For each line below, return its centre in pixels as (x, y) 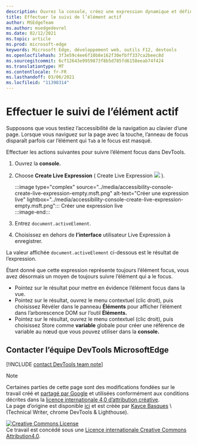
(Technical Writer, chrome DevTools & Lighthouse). (67, 412)
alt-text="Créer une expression (151, 193)
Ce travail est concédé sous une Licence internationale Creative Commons (96, 430)
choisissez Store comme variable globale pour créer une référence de (99, 325)
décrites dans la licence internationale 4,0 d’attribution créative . (83, 399)
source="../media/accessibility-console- (125, 187)
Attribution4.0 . (23, 436)
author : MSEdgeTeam (30, 22)
